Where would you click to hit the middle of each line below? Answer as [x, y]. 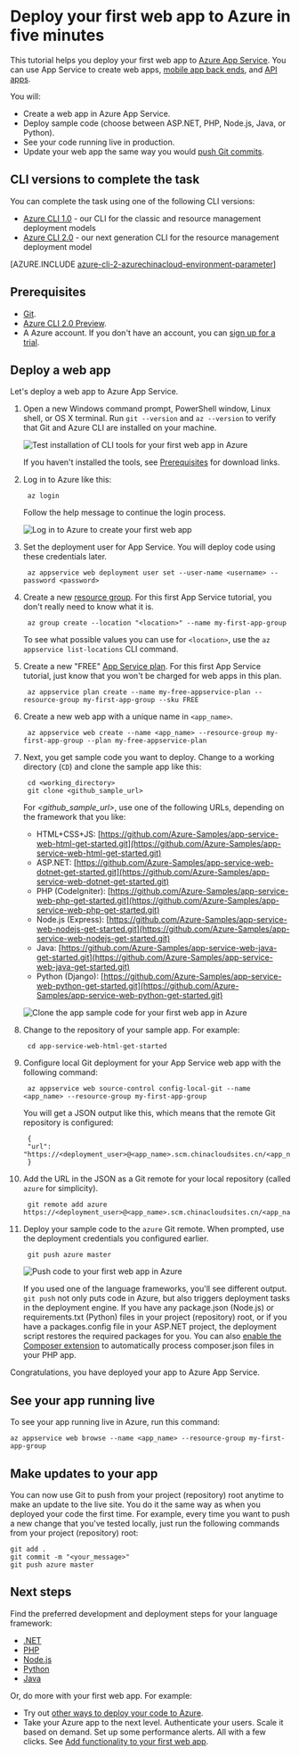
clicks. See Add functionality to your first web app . [116, 1741]
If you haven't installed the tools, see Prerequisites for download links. [151, 462]
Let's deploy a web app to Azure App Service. [94, 392]
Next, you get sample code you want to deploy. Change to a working [149, 757]
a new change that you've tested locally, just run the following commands [145, 1523]
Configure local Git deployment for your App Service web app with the [152, 1063]
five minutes [57, 35]
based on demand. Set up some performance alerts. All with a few [144, 1732]
